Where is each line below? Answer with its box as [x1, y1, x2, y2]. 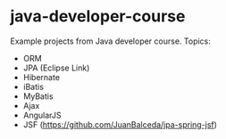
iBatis [22, 81, 44, 92]
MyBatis [22, 91, 54, 102]
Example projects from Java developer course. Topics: [10, 36, 211, 46]
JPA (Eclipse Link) [22, 62, 90, 73]
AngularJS [22, 110, 62, 120]
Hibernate [22, 71, 61, 82]
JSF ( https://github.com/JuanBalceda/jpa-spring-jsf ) [22, 119, 218, 130]
